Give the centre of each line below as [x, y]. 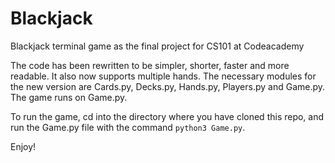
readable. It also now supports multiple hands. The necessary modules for [163, 76]
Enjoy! [23, 146]
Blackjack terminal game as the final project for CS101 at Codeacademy [157, 46]
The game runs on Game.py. [69, 97]
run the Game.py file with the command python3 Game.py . [128, 127]
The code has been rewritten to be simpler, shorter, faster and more [150, 65]
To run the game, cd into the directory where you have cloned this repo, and [167, 116]
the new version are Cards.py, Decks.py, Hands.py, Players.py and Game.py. [168, 86]
